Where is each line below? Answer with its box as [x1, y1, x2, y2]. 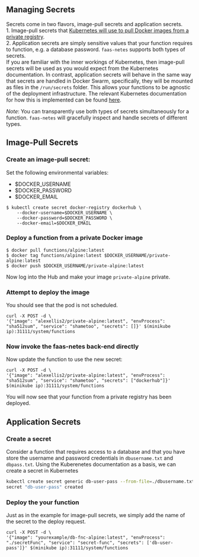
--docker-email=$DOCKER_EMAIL [17, 220, 92, 226]
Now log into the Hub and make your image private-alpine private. [6, 273, 171, 280]
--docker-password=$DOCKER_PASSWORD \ [17, 215, 113, 221]
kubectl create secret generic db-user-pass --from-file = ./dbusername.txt [6, 479, 195, 485]
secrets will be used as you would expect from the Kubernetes [6, 65, 159, 72]
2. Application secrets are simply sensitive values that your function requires [6, 39, 193, 46]
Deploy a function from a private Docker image [6, 234, 143, 242]
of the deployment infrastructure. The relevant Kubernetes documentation [6, 90, 187, 97]
